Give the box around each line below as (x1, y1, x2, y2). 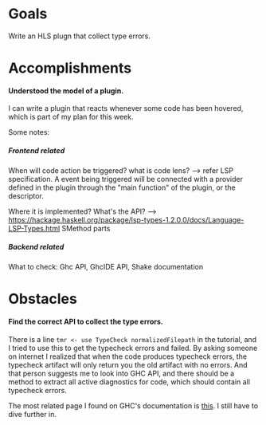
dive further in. (8, 409, 57, 419)
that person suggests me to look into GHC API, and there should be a (8, 368, 235, 378)
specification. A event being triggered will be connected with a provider (8, 175, 243, 184)
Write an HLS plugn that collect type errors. (8, 31, 151, 41)
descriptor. (8, 191, 44, 201)
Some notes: (8, 128, 50, 137)
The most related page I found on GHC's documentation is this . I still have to (8, 400, 259, 411)
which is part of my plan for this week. (8, 112, 134, 122)
